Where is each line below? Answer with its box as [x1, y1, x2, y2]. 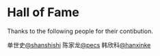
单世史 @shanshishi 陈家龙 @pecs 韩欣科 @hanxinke [7, 40, 151, 49]
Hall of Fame [7, 5, 80, 20]
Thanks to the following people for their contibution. [7, 27, 154, 35]
